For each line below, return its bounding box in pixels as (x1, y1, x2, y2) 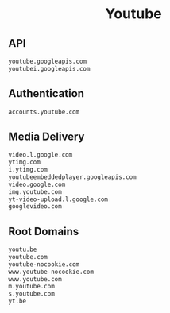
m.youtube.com (8, 283, 56, 291)
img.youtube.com (8, 187, 62, 195)
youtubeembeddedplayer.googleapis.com (8, 172, 137, 181)
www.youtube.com (8, 275, 62, 283)
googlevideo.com (8, 203, 62, 211)
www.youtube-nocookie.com (8, 268, 94, 276)
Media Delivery (8, 129, 85, 143)
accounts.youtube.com (8, 108, 80, 116)
